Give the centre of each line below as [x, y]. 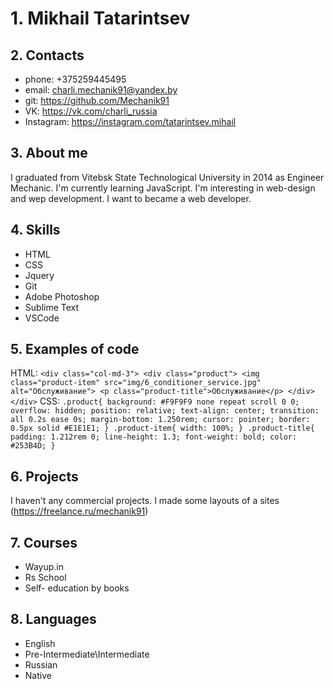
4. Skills [35, 230]
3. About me [49, 153]
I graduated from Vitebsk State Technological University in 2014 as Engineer [167, 177]
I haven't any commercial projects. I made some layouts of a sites [145, 501]
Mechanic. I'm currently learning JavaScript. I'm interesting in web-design [163, 188]
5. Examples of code [75, 349]
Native [38, 675]
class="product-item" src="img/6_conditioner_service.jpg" [136, 383]
